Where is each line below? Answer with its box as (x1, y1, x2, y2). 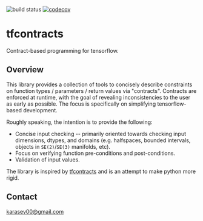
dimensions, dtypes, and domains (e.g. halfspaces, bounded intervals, (15, 137, 191, 144)
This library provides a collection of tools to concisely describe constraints (6, 81, 193, 88)
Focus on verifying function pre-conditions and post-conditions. (15, 149, 176, 157)
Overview (6, 64, 44, 75)
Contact (6, 192, 38, 202)
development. (23, 106, 58, 114)
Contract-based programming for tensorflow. (6, 47, 119, 54)
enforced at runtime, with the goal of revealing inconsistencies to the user (6, 93, 191, 101)
